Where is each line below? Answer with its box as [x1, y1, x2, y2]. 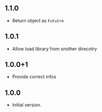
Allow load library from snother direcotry [12, 46, 97, 52]
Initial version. [12, 102, 42, 108]
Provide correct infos [12, 73, 56, 80]
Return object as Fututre [12, 17, 64, 23]
